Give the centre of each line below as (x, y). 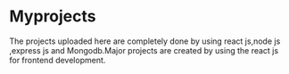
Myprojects (53, 16)
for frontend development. (58, 60)
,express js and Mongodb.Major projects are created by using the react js (144, 50)
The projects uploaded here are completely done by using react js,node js (145, 41)
